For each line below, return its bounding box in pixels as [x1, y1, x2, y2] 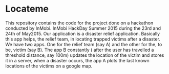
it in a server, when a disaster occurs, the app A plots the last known [5, 57, 150, 63]
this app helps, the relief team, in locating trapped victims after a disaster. [5, 36, 160, 42]
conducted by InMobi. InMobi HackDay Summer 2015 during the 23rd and [5, 25, 161, 31]
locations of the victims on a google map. [5, 63, 93, 69]
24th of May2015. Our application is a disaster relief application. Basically [5, 30, 160, 36]
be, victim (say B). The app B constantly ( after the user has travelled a [5, 47, 154, 53]
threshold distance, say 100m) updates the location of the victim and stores [5, 52, 164, 58]
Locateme [5, 3, 49, 15]
